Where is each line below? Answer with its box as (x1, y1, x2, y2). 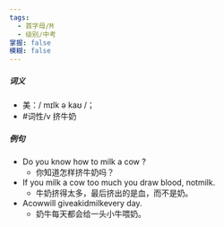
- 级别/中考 (17, 30, 56, 39)
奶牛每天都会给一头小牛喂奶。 (35, 208, 146, 220)
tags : (9, 13, 30, 22)
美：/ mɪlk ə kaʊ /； (22, 100, 96, 110)
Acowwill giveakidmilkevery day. (22, 198, 142, 209)
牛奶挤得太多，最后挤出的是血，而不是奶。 (35, 188, 194, 198)
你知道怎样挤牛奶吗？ (35, 167, 115, 178)
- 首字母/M (17, 22, 54, 31)
